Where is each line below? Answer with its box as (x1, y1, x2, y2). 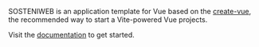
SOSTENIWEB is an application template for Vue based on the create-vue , (8, 7, 252, 16)
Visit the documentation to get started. (8, 31, 135, 39)
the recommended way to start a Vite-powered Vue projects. (8, 15, 208, 24)
